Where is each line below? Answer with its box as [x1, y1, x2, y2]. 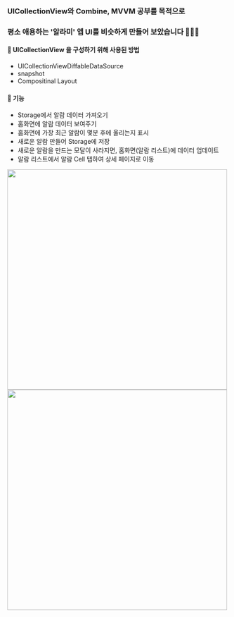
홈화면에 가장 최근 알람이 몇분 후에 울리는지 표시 [17, 128, 149, 137]
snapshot [17, 69, 45, 78]
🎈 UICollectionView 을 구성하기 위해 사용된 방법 [7, 46, 140, 54]
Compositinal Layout [17, 77, 77, 85]
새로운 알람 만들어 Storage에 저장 [17, 138, 110, 146]
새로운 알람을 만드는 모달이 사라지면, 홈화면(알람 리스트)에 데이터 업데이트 [17, 146, 219, 154]
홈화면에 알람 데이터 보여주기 [17, 120, 97, 128]
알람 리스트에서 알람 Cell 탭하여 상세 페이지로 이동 [17, 155, 155, 164]
